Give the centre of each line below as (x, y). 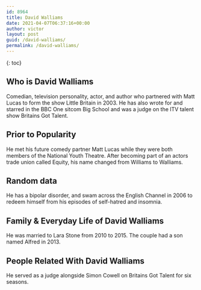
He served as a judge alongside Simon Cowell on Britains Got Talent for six (99, 275)
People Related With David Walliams (76, 261)
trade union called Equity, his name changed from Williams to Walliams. (95, 162)
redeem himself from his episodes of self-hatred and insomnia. (84, 202)
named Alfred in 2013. (34, 242)
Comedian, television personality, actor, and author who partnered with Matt (100, 96)
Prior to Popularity (41, 134)
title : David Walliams (35, 18)
